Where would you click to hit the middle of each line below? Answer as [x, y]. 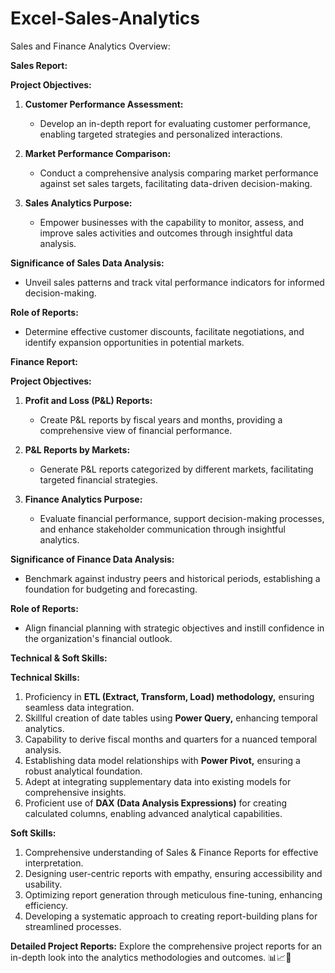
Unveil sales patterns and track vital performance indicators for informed [174, 282]
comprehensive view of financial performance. [136, 430]
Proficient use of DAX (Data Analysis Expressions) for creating [155, 803]
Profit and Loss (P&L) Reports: [88, 400]
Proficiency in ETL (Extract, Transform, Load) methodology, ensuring [169, 696]
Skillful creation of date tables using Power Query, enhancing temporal [171, 718]
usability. [43, 884]
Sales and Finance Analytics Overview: [90, 46]
